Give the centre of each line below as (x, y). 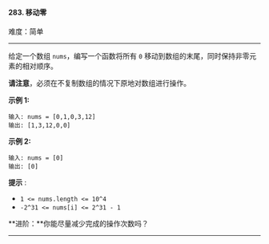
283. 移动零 (28, 12)
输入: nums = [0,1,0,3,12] (52, 117)
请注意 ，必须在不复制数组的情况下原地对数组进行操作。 (99, 83)
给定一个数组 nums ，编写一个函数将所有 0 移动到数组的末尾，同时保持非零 (129, 56)
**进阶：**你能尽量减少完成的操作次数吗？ (79, 224)
